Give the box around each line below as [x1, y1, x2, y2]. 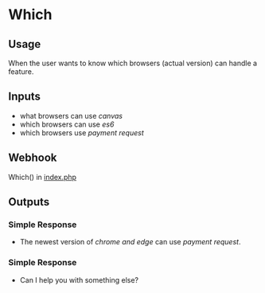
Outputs [8, 195, 50, 209]
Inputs [8, 90, 41, 104]
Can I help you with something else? [19, 275, 139, 284]
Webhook [8, 151, 57, 165]
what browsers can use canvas [19, 111, 123, 120]
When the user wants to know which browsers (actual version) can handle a [8, 58, 257, 68]
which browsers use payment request [19, 127, 145, 137]
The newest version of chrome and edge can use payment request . [19, 237, 241, 247]
